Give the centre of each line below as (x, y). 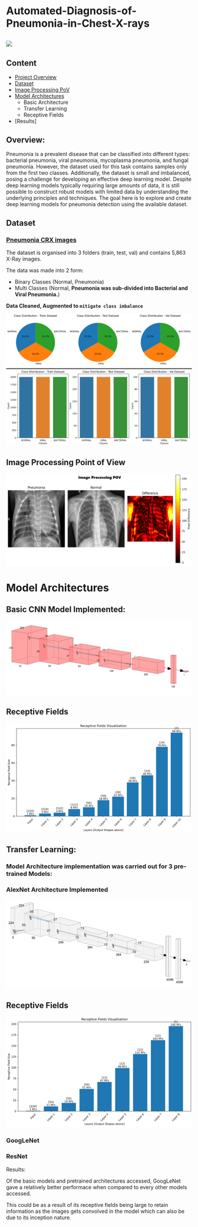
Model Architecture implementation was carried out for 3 (89, 866)
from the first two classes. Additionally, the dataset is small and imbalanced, (98, 173)
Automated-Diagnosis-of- (71, 11)
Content (22, 63)
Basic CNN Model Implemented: (66, 610)
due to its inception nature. (39, 1217)
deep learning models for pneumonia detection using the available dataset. (97, 204)
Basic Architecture (46, 102)
